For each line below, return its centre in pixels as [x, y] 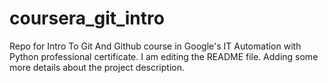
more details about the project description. [97, 67]
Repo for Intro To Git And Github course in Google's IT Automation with [155, 46]
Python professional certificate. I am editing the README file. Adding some [164, 56]
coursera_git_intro [87, 18]
